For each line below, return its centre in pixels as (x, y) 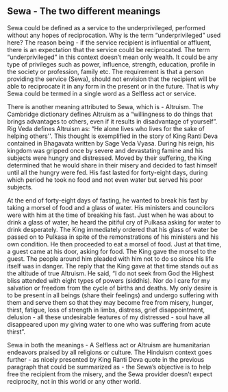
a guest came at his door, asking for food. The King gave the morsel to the (112, 251)
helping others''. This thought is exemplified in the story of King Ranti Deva (112, 136)
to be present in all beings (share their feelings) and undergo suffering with (113, 295)
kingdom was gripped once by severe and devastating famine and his (105, 150)
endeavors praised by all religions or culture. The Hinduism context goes (110, 352)
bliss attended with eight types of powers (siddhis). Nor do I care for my (109, 280)
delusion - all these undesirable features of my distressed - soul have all (109, 317)
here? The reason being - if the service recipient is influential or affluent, (109, 42)
